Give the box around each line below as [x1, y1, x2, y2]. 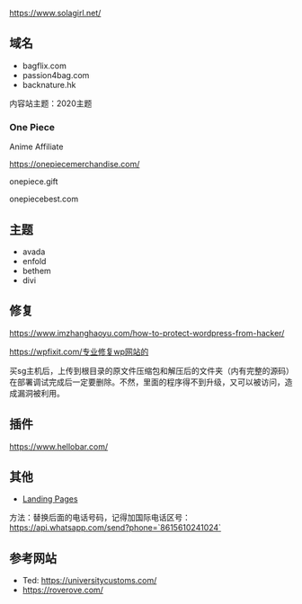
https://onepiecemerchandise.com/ [9, 159, 140, 170]
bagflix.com [22, 60, 67, 71]
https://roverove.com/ [22, 584, 103, 596]
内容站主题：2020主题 [9, 98, 93, 109]
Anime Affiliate [9, 141, 64, 152]
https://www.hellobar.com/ [9, 440, 109, 452]
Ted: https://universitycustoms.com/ [22, 575, 157, 586]
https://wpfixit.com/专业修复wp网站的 [9, 346, 149, 357]
